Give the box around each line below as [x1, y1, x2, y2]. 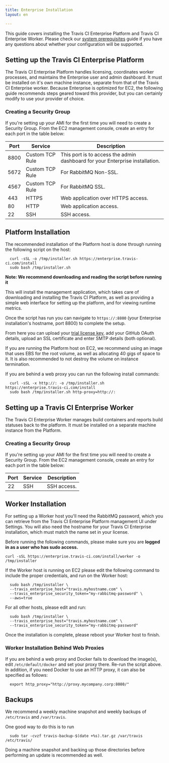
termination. [5, 361, 30, 367]
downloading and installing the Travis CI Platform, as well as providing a [5, 294, 154, 300]
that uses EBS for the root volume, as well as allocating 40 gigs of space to [5, 351, 160, 357]
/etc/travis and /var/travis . [5, 714, 67, 720]
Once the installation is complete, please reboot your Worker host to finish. [5, 632, 160, 638]
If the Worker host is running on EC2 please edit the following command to [5, 567, 160, 574]
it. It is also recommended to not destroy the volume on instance [5, 356, 139, 362]
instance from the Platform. [5, 427, 62, 433]
